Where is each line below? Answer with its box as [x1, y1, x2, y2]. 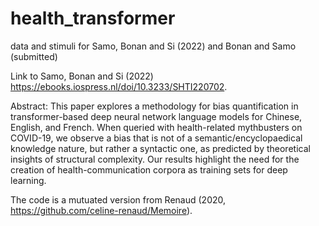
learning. [10, 174, 47, 186]
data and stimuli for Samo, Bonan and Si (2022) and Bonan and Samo [10, 40, 297, 52]
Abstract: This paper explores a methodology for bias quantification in [10, 100, 299, 112]
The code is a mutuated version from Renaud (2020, [10, 193, 227, 206]
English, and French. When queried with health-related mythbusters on [10, 121, 303, 133]
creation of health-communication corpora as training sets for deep [10, 163, 288, 176]
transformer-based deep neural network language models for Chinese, [10, 110, 303, 122]
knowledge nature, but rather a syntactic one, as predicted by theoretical [10, 142, 311, 154]
